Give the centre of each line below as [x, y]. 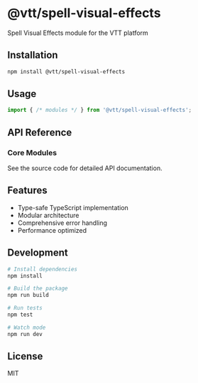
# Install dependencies [43, 269]
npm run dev [25, 334]
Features [27, 190]
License [25, 356]
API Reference [40, 132]
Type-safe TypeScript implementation [73, 207]
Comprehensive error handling [62, 223]
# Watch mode [27, 327]
